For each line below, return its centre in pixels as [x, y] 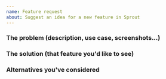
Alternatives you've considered [53, 70]
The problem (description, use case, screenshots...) [83, 38]
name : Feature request [34, 12]
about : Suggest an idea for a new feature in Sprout [73, 17]
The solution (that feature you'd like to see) [70, 54]
